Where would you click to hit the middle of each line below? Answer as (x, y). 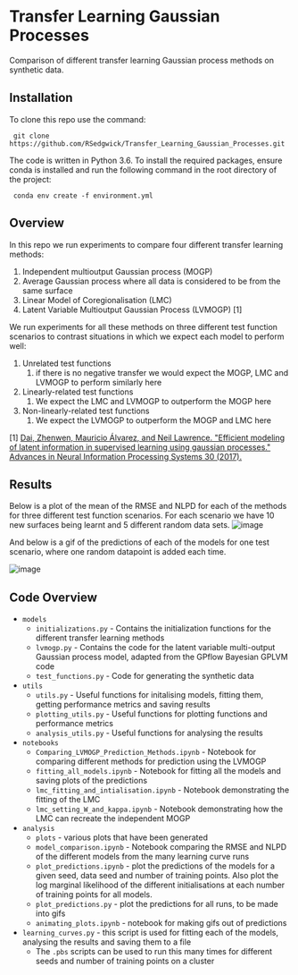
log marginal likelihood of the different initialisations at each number (160, 885)
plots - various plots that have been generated (121, 837)
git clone (31, 136)
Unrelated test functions (66, 363)
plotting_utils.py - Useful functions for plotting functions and (151, 714)
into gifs (50, 913)
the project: (30, 179)
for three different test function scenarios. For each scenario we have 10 (142, 515)
